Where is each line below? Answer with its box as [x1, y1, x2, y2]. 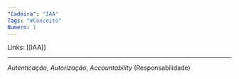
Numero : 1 [7, 23, 37, 31]
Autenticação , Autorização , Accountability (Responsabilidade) [7, 63, 191, 72]
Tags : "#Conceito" [7, 17, 62, 24]
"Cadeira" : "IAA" [7, 10, 59, 18]
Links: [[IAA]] [7, 43, 46, 52]
